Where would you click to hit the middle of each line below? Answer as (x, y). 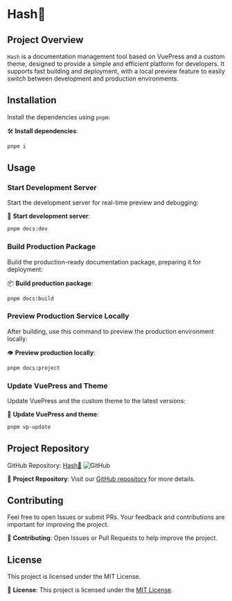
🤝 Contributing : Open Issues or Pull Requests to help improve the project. (113, 538)
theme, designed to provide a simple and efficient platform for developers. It (116, 64)
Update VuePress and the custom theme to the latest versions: (97, 400)
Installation (32, 100)
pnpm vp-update (29, 427)
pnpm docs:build (30, 298)
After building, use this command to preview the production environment (111, 331)
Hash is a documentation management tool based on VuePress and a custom (116, 56)
